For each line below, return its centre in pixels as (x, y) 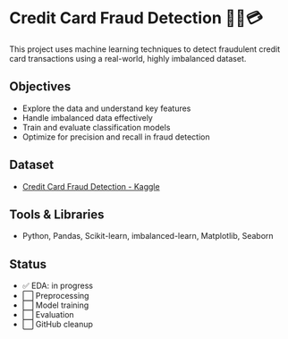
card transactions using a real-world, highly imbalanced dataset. (128, 58)
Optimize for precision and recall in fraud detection (116, 137)
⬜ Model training (55, 305)
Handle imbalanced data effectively (88, 117)
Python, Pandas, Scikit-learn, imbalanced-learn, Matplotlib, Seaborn (148, 236)
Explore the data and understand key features (106, 108)
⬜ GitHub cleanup (58, 325)
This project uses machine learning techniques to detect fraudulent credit (144, 49)
